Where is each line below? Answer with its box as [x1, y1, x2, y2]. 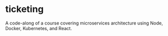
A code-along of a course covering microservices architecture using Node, [5, 20, 163, 26]
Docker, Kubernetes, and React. [5, 25, 73, 31]
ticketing [5, 3, 44, 15]
